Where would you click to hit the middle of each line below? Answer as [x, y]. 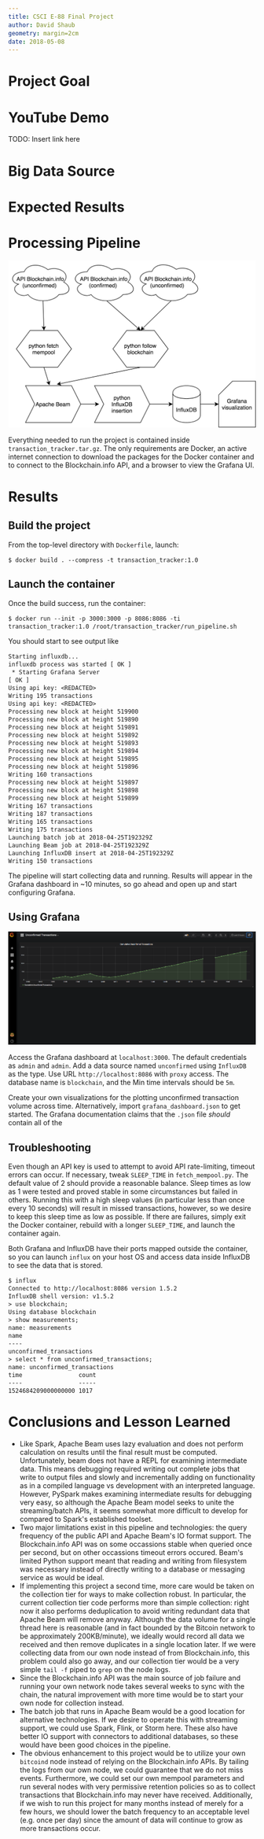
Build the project [49, 526]
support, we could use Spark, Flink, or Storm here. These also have [128, 1728]
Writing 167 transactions [50, 806]
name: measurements [40, 1328]
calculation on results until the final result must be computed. [118, 1453]
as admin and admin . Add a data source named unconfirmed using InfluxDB [127, 1065]
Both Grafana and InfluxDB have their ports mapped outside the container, [128, 1249]
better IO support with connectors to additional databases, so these [129, 1737]
